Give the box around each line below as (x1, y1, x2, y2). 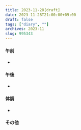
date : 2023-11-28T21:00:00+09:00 (5, 12, 76, 17)
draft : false (5, 17, 33, 22)
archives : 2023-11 (5, 27, 44, 32)
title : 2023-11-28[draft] (5, 7, 60, 13)
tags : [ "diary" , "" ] (5, 21, 49, 27)
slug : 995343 (5, 31, 33, 36)
